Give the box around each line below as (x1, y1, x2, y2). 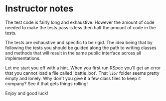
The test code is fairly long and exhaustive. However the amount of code (5, 19, 155, 25)
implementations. (5, 55, 41, 61)
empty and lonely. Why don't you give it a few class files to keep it (5, 75, 141, 81)
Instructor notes (5, 3, 74, 14)
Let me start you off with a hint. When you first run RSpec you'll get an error (5, 65, 161, 71)
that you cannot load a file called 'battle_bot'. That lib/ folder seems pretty (5, 70, 160, 76)
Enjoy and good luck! (5, 90, 48, 96)
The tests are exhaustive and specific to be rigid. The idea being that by (5, 39, 153, 45)
